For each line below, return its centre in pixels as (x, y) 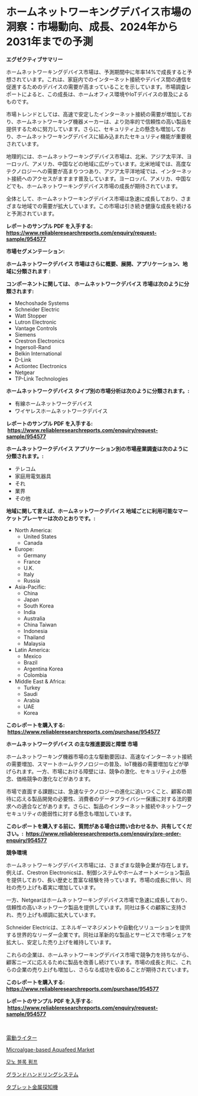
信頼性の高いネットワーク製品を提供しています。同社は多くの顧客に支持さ (97, 907)
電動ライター (22, 1037)
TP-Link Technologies (41, 378)
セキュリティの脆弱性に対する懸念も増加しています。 (70, 813)
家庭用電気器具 (33, 476)
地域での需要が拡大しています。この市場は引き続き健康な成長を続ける (107, 206)
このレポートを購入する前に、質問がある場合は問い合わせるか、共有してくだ (99, 826)
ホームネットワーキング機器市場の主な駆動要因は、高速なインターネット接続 (99, 756)
